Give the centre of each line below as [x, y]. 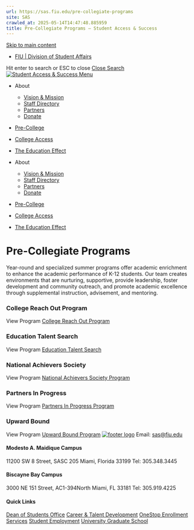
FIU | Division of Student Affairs [53, 56]
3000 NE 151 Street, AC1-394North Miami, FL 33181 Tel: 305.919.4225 [91, 488]
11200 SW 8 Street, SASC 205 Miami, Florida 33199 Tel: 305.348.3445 [92, 461]
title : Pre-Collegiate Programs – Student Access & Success [82, 28]
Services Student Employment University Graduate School [77, 521]
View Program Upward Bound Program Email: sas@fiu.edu [94, 434]
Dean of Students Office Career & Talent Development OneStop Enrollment [97, 515]
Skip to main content [31, 45]
